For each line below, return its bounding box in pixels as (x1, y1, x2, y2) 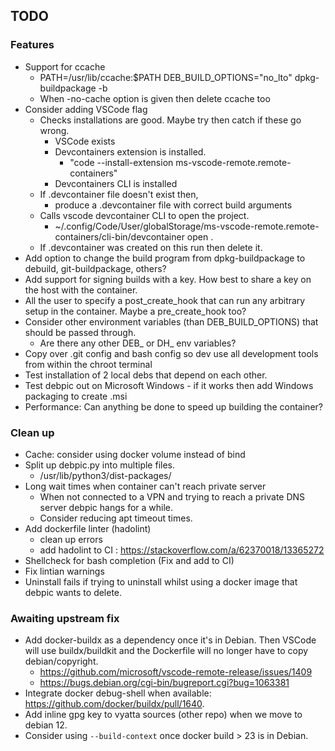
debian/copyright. (24, 655, 99, 668)
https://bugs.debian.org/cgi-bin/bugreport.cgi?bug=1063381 (39, 677, 290, 689)
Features (10, 38, 55, 52)
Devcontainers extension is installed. (54, 145, 207, 158)
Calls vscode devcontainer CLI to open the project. (39, 209, 250, 221)
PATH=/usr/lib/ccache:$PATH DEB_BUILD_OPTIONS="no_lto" (39, 71, 293, 83)
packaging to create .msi (24, 390, 128, 402)
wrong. (39, 124, 70, 136)
